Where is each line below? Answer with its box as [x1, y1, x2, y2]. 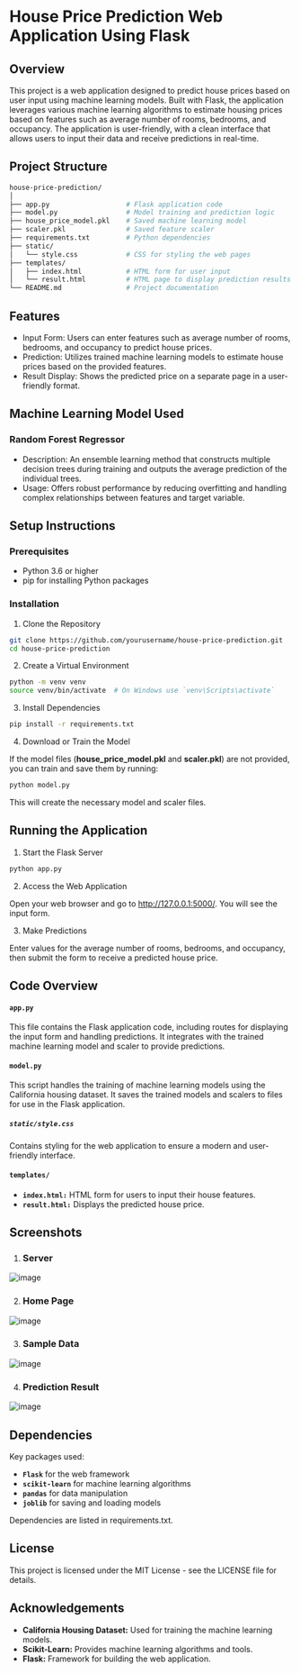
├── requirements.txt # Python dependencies [9, 233, 211, 242]
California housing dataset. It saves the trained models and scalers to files [9, 1089, 283, 1100]
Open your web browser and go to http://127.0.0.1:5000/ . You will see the [9, 898, 278, 909]
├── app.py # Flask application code [9, 200, 223, 209]
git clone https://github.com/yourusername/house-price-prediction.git [9, 635, 283, 645]
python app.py [9, 864, 63, 873]
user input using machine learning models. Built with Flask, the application [9, 95, 285, 105]
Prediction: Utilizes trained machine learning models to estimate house [22, 351, 284, 362]
